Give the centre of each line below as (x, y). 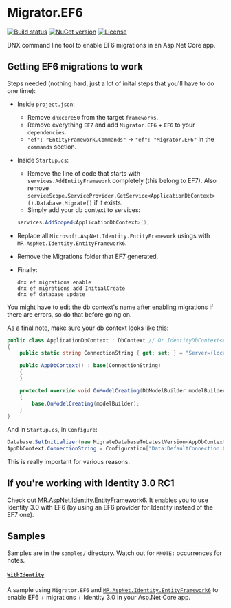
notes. (16, 560)
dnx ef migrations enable (54, 282)
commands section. (52, 147)
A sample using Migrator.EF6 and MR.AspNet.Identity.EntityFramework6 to (113, 589)
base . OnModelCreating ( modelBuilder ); (86, 403)
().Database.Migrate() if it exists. (75, 202)
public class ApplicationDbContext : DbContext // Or (86, 340)
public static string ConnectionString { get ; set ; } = (101, 353)
